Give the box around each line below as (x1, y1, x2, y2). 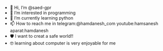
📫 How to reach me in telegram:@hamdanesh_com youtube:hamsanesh (9, 21, 159, 26)
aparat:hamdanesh (9, 27, 49, 33)
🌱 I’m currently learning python (9, 15, 74, 21)
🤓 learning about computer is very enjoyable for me (9, 40, 116, 46)
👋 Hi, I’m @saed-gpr (9, 5, 52, 10)
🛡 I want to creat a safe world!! (9, 33, 74, 39)
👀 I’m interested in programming (9, 10, 76, 16)
